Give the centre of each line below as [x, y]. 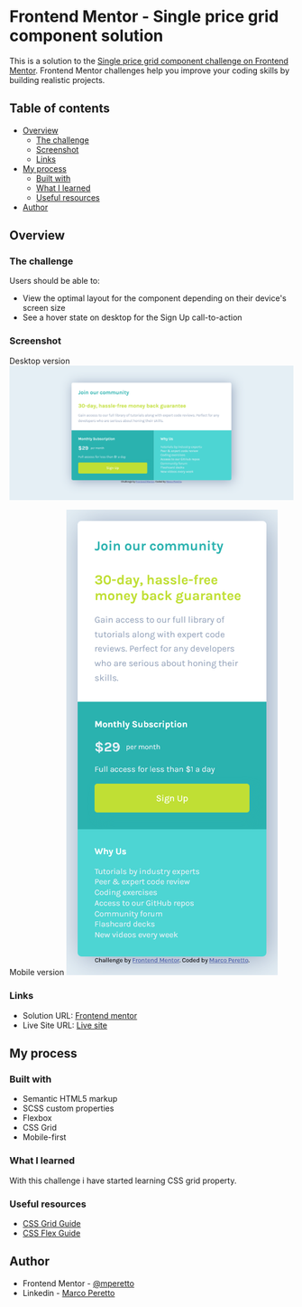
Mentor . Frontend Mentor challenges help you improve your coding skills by [150, 71]
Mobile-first [44, 1137]
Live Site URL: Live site [65, 1025]
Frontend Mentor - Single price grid [144, 17]
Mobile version [37, 973]
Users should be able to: [55, 281]
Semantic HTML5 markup [70, 1099]
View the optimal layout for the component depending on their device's [154, 298]
